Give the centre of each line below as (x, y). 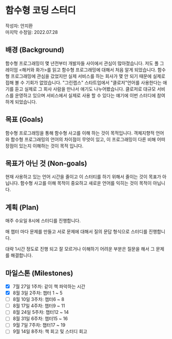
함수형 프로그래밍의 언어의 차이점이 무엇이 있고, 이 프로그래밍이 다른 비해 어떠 (88, 139)
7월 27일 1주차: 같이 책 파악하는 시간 (49, 286)
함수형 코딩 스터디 (41, 11)
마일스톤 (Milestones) (39, 273)
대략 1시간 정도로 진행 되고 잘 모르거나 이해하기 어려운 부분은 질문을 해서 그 (80, 249)
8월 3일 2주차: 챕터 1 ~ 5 (37, 293)
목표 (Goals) (24, 119)
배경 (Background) (35, 50)
